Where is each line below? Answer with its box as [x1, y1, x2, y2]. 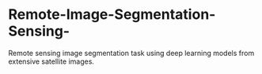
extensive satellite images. [8, 57, 95, 66]
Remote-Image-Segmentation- [8, 6, 216, 24]
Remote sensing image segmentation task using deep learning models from [8, 48, 255, 57]
